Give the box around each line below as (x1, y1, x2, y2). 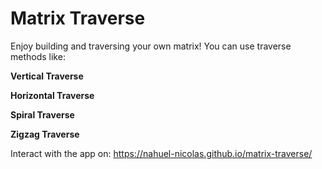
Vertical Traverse (10, 70, 84, 82)
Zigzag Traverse (10, 128, 80, 140)
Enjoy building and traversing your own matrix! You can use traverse (10, 40, 292, 52)
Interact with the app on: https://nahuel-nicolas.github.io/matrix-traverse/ (10, 147, 313, 159)
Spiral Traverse (10, 108, 75, 121)
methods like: (10, 50, 66, 62)
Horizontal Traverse (10, 89, 95, 101)
